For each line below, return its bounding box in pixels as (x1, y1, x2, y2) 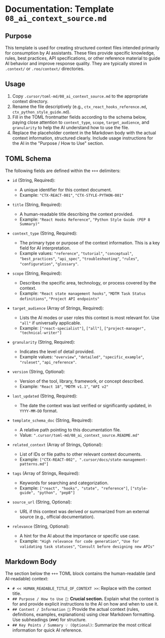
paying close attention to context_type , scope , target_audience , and (12, 119, 149, 125)
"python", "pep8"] (37, 490, 75, 495)
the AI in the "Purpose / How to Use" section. (12, 140, 104, 146)
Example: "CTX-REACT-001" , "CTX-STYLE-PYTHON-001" (19, 192, 124, 198)
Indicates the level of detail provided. (19, 349, 95, 354)
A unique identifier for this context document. (19, 186, 112, 193)
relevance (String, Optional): (12, 523, 70, 529)
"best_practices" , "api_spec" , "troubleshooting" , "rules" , (19, 255, 139, 261)
